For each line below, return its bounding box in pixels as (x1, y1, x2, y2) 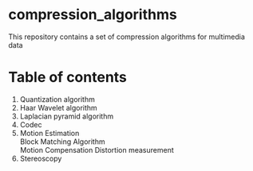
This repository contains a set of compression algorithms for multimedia (8, 32, 246, 41)
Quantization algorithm (19, 94, 96, 104)
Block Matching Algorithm (19, 137, 105, 146)
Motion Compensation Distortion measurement (19, 145, 174, 154)
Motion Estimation (19, 128, 80, 138)
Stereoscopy (19, 154, 62, 163)
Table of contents (8, 68, 128, 87)
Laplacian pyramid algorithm (19, 111, 114, 121)
